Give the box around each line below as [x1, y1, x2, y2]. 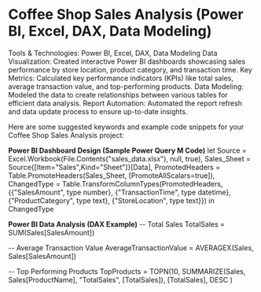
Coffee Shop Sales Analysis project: [8, 130, 124, 139]
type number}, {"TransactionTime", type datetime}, [66, 187, 231, 197]
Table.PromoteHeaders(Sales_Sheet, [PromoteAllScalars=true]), [8, 171, 215, 180]
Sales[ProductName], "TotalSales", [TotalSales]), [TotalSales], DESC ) [8, 275, 233, 284]
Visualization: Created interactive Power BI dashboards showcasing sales [8, 57, 246, 66]
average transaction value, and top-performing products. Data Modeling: [8, 81, 244, 91]
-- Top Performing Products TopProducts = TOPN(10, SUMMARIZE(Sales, [8, 266, 246, 276]
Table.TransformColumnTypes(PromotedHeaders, [61, 179, 223, 188]
